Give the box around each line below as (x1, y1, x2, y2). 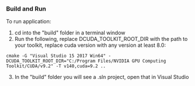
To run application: (6, 18, 52, 25)
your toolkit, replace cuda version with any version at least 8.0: (14, 42, 166, 49)
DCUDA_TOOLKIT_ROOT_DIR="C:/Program (6, 58, 95, 64)
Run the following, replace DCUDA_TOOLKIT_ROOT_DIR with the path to (14, 36, 188, 43)
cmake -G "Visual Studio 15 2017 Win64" (6, 53, 107, 59)
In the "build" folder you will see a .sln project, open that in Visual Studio (14, 74, 189, 81)
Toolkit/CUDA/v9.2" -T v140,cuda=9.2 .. (6, 63, 107, 69)
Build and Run (6, 5, 47, 13)
